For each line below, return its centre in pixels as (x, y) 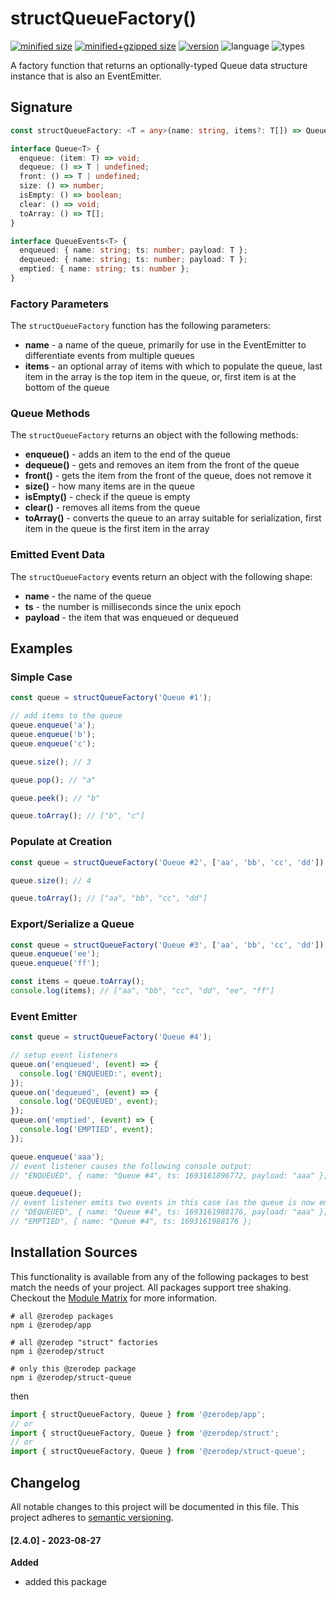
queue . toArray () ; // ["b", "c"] (77, 816)
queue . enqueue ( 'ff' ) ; (55, 963)
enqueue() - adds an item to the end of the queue (127, 454)
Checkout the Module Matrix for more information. (114, 1298)
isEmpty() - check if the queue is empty (107, 497)
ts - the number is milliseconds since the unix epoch (133, 606)
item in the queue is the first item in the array (117, 529)
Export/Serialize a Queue (72, 924)
